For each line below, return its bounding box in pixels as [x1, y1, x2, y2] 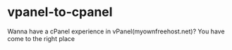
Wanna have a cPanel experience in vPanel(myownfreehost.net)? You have [7, 27, 225, 35]
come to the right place [7, 34, 75, 42]
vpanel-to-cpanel [7, 4, 113, 20]
